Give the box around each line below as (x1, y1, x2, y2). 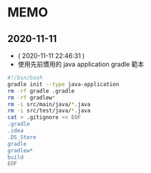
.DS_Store (7, 133, 37, 141)
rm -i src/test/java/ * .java (7, 108, 91, 115)
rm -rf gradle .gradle (7, 87, 75, 95)
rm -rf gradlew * (7, 94, 56, 101)
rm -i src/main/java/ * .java (7, 100, 91, 108)
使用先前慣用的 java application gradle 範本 (17, 60, 145, 68)
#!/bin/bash (7, 74, 43, 81)
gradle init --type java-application (7, 80, 120, 88)
